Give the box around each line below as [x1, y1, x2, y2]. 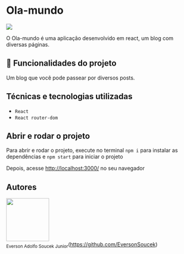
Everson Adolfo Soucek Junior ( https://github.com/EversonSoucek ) [6, 241, 158, 249]
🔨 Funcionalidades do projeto [6, 58, 117, 69]
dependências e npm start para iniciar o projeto [6, 153, 123, 160]
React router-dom [14, 115, 58, 121]
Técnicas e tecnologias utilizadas [6, 91, 133, 102]
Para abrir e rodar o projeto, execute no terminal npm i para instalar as [6, 147, 178, 154]
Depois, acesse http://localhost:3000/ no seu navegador [6, 165, 145, 172]
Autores [6, 182, 37, 192]
